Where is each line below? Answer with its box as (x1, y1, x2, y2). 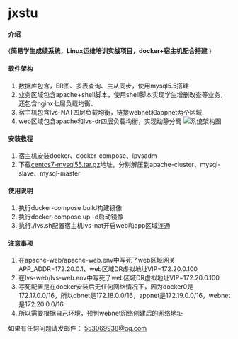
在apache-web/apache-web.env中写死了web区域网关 (18, 256, 176, 265)
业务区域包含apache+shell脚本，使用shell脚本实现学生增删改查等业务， (18, 90, 227, 98)
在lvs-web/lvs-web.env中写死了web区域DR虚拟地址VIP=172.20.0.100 (18, 274, 220, 282)
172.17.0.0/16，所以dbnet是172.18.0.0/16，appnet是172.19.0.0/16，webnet (18, 292, 231, 300)
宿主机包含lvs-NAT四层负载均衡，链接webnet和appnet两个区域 (18, 108, 203, 116)
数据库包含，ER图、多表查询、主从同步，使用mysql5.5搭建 (18, 81, 190, 90)
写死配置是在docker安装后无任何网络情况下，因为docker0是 (18, 282, 194, 291)
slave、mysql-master (18, 168, 81, 178)
